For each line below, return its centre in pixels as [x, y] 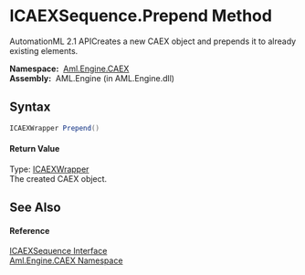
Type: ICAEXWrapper [49, 169]
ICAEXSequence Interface [58, 251]
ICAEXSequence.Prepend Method [141, 16]
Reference [30, 230]
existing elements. [44, 50]
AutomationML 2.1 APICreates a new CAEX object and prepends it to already [153, 41]
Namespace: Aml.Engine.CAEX [69, 69]
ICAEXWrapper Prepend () [55, 128]
